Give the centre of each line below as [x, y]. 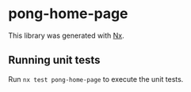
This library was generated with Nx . [66, 35]
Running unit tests [54, 60]
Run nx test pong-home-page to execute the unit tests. [96, 79]
